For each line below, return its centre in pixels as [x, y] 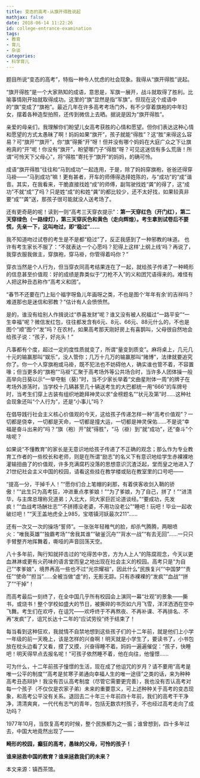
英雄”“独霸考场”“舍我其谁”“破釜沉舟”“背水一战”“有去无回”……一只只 [111, 534]
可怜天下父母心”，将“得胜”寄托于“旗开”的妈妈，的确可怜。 [85, 157]
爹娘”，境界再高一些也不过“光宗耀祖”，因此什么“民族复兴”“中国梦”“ [103, 568]
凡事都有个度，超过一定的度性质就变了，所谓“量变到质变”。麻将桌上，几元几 [100, 349]
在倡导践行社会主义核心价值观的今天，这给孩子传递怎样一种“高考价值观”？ [97, 414]
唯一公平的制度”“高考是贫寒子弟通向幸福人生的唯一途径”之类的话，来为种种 [98, 674]
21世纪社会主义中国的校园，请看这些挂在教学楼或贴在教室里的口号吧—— [95, 471]
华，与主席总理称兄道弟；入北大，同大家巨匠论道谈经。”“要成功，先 [88, 499]
